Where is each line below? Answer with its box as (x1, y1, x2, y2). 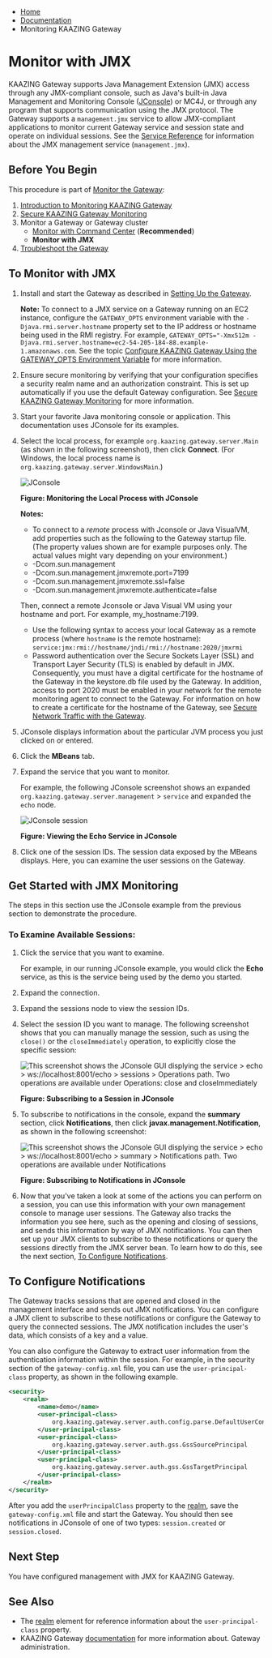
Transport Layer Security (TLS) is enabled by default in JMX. (32, 659, 235, 669)
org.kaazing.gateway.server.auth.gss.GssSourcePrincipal (51, 1441, 249, 1449)
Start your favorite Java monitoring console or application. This (19, 411, 231, 421)
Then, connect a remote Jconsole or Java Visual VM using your (19, 600, 232, 611)
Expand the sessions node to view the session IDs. (19, 1003, 190, 1013)
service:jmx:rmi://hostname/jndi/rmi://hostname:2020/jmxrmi (32, 644, 243, 652)
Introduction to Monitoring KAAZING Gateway (19, 200, 172, 210)
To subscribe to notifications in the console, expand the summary (19, 1109, 241, 1119)
